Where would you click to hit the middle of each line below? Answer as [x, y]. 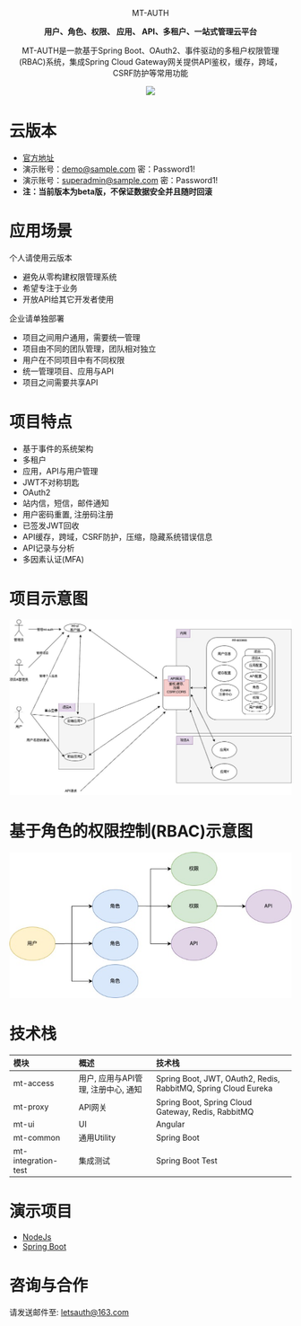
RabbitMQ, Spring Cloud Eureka [214, 1088]
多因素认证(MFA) [53, 559]
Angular [170, 1124]
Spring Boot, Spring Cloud [204, 1102]
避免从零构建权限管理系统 [69, 277]
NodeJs [37, 1237]
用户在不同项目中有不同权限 [73, 359]
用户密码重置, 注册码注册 [68, 514]
